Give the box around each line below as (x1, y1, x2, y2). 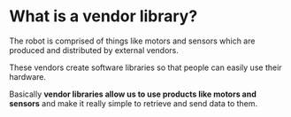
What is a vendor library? (9, 6, 198, 27)
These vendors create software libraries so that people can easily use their (9, 62, 282, 73)
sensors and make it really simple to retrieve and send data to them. (9, 97, 258, 108)
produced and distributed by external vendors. (9, 44, 179, 55)
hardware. (9, 71, 47, 82)
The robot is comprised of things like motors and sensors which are (9, 35, 256, 46)
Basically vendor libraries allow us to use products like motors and (9, 89, 257, 99)
